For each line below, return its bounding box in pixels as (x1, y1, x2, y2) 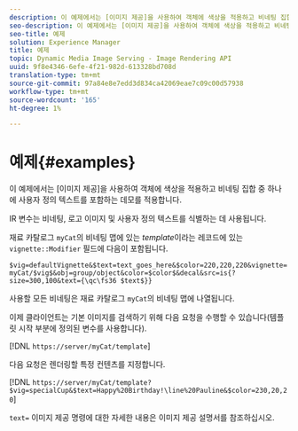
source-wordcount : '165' (9, 95, 101, 105)
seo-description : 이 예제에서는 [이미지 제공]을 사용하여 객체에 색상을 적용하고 (9, 21, 271, 30)
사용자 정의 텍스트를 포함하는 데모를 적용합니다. (18, 194, 183, 205)
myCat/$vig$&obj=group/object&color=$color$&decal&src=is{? (9, 269, 237, 278)
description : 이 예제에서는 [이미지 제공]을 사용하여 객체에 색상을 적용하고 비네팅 (9, 12, 277, 22)
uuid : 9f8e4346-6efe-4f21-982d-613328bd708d (9, 63, 176, 72)
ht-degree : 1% (9, 104, 62, 113)
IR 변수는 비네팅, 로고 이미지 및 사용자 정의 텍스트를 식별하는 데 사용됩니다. (9, 214, 267, 224)
